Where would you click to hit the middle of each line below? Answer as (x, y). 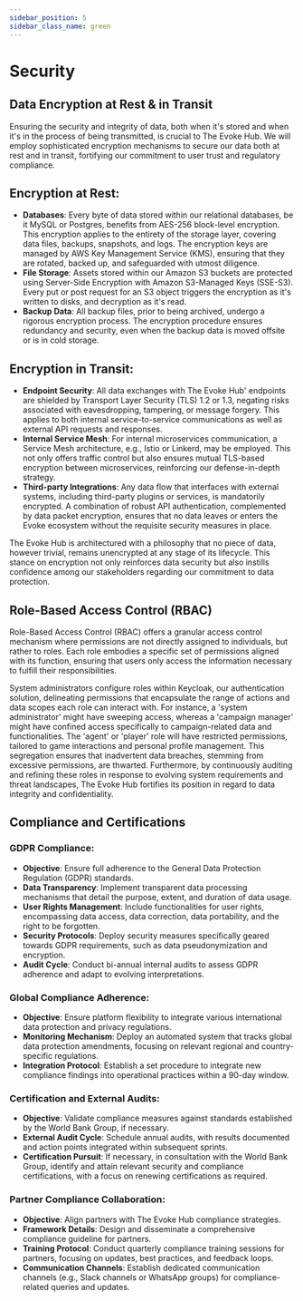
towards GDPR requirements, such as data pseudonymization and (145, 945)
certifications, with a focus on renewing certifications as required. (145, 1176)
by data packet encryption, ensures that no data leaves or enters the (150, 516)
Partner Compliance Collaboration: (87, 1199)
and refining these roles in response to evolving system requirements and (147, 774)
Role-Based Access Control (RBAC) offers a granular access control (136, 632)
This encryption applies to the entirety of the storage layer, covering (149, 234)
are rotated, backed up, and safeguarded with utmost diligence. (141, 263)
